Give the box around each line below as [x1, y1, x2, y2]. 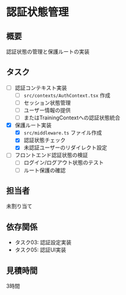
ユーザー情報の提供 [23, 107, 71, 113]
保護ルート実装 [14, 122, 52, 129]
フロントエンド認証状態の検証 [14, 152, 88, 159]
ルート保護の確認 [23, 167, 66, 174]
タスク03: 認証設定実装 [14, 239, 72, 246]
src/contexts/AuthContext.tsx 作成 [23, 91, 111, 99]
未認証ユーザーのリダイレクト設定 [23, 144, 108, 151]
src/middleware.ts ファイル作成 [23, 129, 102, 136]
